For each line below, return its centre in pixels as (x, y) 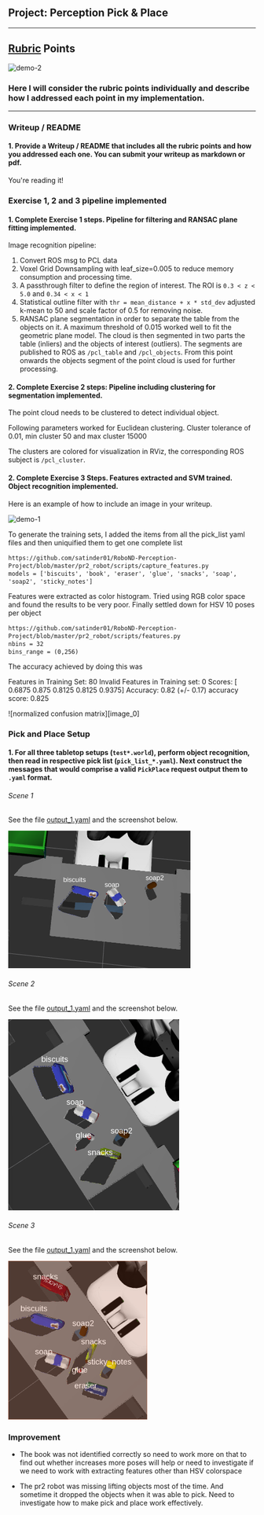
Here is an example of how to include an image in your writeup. (110, 504)
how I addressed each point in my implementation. (106, 97)
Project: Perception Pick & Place (88, 13)
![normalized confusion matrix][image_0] (74, 713)
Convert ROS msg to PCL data (68, 260)
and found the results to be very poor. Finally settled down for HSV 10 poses (132, 604)
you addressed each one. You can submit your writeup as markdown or (127, 154)
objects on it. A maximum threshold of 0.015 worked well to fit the (125, 327)
